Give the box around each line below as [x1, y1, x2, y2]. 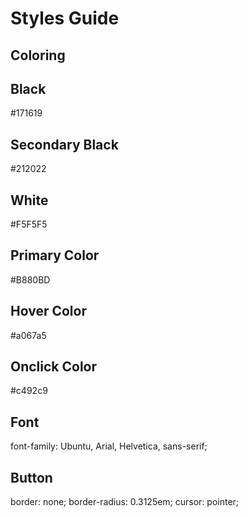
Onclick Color [10, 358, 98, 376]
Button [10, 469, 53, 486]
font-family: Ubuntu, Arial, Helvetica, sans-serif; [10, 440, 208, 452]
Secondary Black [10, 136, 119, 153]
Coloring [10, 47, 66, 64]
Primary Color [10, 247, 100, 264]
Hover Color [10, 303, 87, 320]
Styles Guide [10, 7, 120, 30]
